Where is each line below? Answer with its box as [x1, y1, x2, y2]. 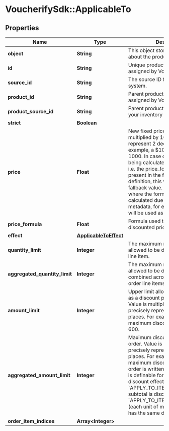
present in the [128, 172, 161, 178]
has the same [128, 409, 160, 416]
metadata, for [128, 203, 160, 210]
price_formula [8, 221, 42, 228]
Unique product [128, 61, 165, 68]
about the [128, 53, 151, 60]
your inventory [128, 111, 162, 118]
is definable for [128, 372, 164, 379]
